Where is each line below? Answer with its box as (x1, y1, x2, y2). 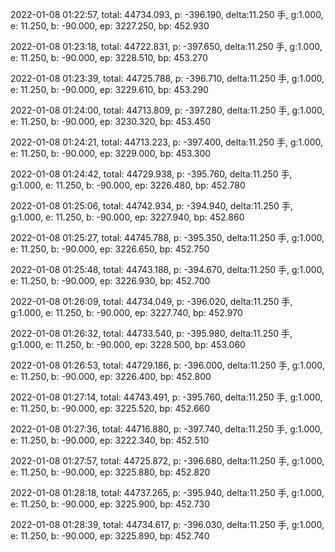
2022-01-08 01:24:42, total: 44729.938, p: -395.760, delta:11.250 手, (10, 168, 293, 180)
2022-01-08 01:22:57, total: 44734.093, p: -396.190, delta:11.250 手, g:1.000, (10, 9, 324, 20)
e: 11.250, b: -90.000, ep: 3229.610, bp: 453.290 (10, 84, 209, 95)
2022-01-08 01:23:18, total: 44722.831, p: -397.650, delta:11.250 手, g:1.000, (10, 41, 323, 52)
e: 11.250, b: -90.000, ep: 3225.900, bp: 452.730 (10, 498, 211, 510)
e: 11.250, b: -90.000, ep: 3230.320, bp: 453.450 (10, 116, 212, 127)
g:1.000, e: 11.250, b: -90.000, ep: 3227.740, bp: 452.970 (10, 307, 243, 318)
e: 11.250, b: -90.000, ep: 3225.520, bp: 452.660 (10, 403, 211, 414)
